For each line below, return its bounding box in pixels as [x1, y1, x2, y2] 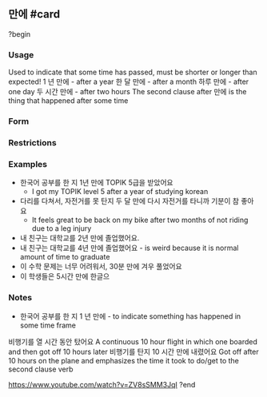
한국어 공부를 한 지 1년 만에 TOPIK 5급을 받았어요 [19, 178, 173, 188]
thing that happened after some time [8, 96, 129, 105]
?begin [8, 29, 31, 38]
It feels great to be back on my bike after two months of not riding [31, 215, 249, 225]
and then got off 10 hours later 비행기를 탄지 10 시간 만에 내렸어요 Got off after [8, 347, 260, 356]
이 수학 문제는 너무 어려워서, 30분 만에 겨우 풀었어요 [19, 262, 182, 272]
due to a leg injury [31, 224, 92, 233]
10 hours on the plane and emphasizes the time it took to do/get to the [8, 355, 240, 365]
